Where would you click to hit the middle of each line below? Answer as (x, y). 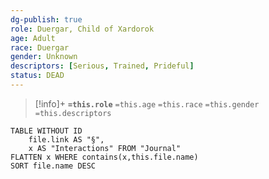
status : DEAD (37, 76)
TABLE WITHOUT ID (46, 131)
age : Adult (33, 38)
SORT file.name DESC (53, 166)
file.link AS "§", (66, 139)
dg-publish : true (46, 19)
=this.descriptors (73, 113)
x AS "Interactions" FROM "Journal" (105, 148)
